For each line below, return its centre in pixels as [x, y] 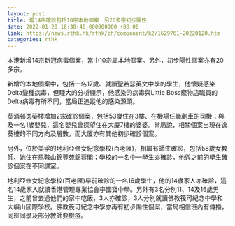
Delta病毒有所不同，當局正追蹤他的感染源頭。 [73, 101]
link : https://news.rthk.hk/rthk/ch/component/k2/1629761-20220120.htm [114, 33]
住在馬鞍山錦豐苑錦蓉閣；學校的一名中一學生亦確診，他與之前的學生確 [127, 157]
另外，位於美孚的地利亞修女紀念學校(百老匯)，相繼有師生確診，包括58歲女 [114, 149]
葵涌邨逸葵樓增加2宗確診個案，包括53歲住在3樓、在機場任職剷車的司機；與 [116, 116]
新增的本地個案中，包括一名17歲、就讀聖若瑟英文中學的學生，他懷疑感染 [111, 84]
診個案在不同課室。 [35, 166]
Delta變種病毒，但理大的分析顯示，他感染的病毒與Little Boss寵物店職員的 [113, 93]
